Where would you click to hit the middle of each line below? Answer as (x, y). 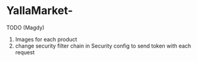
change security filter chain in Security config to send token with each (103, 46)
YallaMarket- (40, 11)
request (25, 52)
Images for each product (46, 39)
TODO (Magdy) (25, 27)
